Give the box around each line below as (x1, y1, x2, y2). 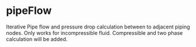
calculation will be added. (6, 35, 68, 42)
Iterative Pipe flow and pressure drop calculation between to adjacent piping (6, 23, 190, 30)
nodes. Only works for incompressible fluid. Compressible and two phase (6, 29, 183, 36)
